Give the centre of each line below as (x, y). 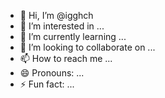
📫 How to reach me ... (66, 58)
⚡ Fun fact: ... (47, 84)
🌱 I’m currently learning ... (73, 36)
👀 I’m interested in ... (62, 26)
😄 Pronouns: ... (52, 73)
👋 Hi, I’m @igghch (56, 15)
